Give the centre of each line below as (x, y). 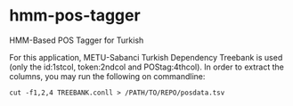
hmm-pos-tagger (75, 16)
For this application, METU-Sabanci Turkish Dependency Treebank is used (146, 57)
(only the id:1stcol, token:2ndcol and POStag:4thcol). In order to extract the (147, 67)
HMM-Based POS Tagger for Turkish (77, 40)
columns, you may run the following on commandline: (107, 76)
